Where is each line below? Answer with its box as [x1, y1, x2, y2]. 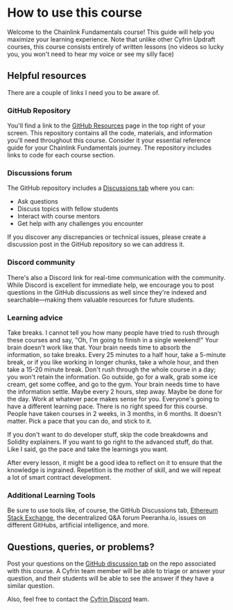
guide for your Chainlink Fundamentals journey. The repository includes [7, 143, 212, 152]
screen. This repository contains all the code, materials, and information [7, 129, 213, 137]
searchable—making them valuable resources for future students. [7, 295, 196, 304]
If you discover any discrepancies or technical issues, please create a [7, 233, 207, 241]
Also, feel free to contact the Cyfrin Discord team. [7, 595, 150, 604]
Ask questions [17, 198, 58, 206]
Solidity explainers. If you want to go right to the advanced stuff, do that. [7, 437, 214, 446]
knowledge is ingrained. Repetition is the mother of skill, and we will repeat [7, 466, 221, 474]
